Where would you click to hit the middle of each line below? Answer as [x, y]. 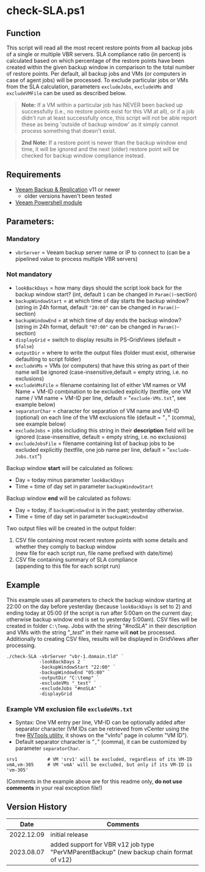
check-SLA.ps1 [45, 11]
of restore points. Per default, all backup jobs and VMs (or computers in [96, 73]
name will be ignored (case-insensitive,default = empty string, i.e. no [102, 372]
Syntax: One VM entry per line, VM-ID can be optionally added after [100, 722]
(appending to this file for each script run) [68, 566]
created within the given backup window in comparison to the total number [101, 67]
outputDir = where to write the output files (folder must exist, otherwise [105, 352]
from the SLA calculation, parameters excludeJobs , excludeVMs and [90, 87]
